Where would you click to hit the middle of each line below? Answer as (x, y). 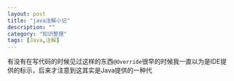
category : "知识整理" (37, 34)
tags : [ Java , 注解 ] (33, 40)
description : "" (31, 27)
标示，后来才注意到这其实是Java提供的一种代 (86, 70)
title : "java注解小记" (39, 21)
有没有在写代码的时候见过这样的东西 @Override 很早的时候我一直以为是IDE (114, 62)
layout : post (27, 14)
